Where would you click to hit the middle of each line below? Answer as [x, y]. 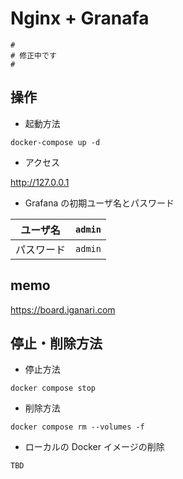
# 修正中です [33, 55]
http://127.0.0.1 [40, 182]
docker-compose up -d [55, 142]
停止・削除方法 [56, 343]
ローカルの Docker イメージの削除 [94, 447]
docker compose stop [53, 388]
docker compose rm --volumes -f [77, 427]
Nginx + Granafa [80, 18]
